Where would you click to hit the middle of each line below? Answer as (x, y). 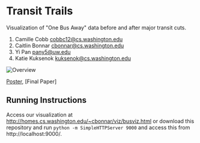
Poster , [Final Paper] (32, 81)
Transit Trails (40, 11)
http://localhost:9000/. (34, 133)
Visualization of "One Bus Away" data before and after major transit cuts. (96, 28)
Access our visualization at (40, 114)
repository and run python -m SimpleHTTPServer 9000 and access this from (98, 127)
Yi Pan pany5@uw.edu (43, 51)
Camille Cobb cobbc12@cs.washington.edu (69, 39)
